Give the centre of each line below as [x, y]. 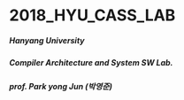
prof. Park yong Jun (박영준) [61, 86]
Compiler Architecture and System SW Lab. [92, 63]
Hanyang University [47, 40]
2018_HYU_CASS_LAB [92, 15]
